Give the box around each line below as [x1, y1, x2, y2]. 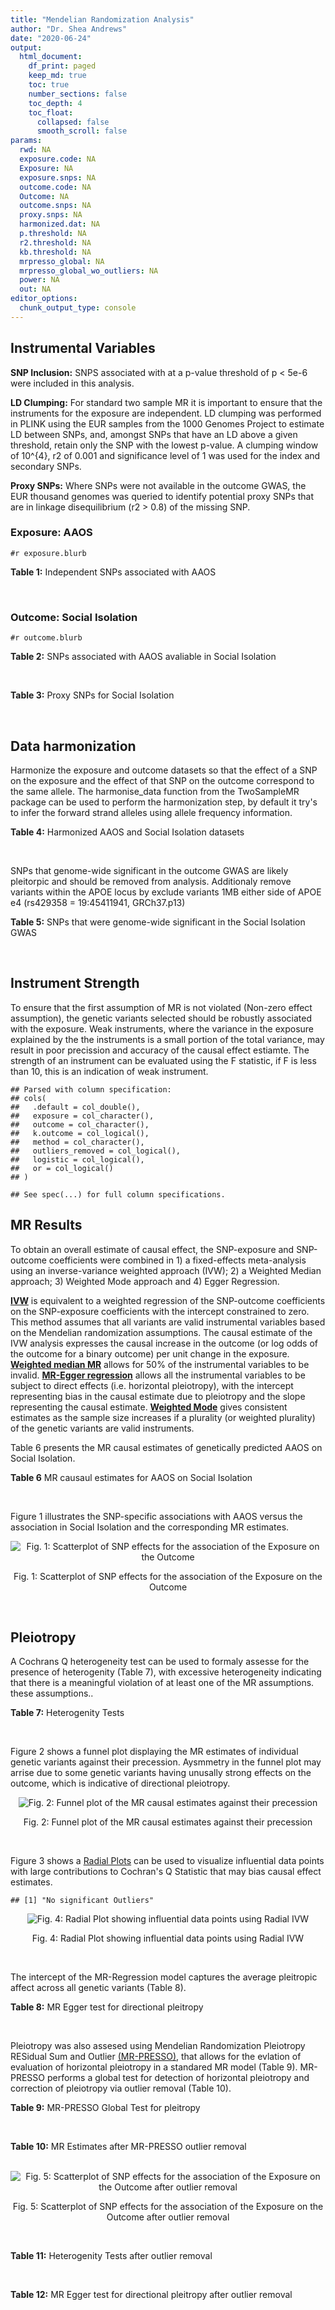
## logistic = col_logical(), [10, 1154, 145, 1165]
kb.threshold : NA [19, 247, 92, 257]
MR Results [10, 1217, 83, 1234]
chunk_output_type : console [19, 303, 137, 313]
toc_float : [28, 107, 74, 118]
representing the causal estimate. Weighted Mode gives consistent [10, 1401, 288, 1413]
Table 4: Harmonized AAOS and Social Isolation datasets [10, 826, 245, 838]
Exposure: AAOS [10, 526, 93, 540]
